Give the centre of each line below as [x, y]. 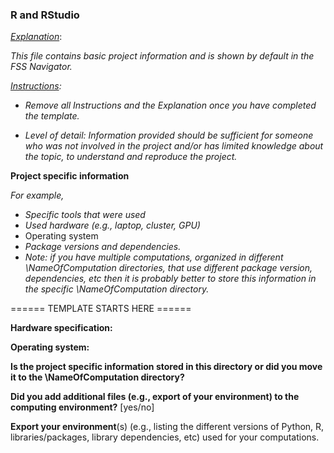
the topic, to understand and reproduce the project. [131, 157]
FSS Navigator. [41, 67]
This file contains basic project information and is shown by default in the [162, 56]
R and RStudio [45, 15]
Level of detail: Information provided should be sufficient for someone [169, 135]
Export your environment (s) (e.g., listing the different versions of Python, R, [167, 427]
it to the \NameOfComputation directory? [97, 377]
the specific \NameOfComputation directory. [117, 289]
